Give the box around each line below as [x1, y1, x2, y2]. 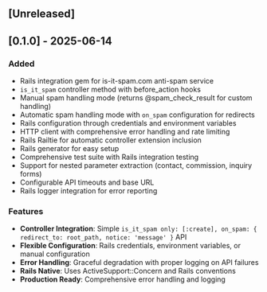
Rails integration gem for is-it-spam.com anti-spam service [19, 76, 214, 86]
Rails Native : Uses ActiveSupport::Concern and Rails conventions [19, 267, 237, 276]
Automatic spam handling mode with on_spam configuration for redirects [19, 110, 255, 119]
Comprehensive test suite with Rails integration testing [19, 152, 199, 162]
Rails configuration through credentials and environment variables [19, 119, 237, 128]
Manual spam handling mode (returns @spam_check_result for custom [19, 93, 253, 103]
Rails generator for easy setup [19, 144, 120, 154]
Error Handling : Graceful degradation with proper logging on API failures [19, 258, 259, 267]
